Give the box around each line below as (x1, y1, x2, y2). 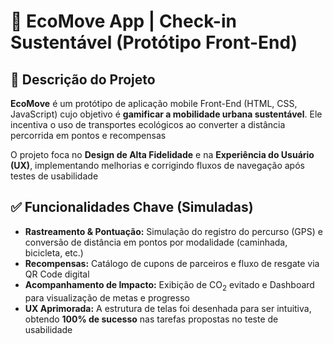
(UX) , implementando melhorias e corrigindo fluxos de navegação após (10, 160, 305, 171)
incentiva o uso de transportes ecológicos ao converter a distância (10, 119, 286, 130)
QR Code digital (24, 268, 90, 280)
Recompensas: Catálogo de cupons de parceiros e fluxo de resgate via (24, 257, 320, 269)
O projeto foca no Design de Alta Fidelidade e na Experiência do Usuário (10, 149, 315, 160)
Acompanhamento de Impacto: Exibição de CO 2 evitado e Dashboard (24, 278, 315, 293)
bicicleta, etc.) (24, 246, 84, 259)
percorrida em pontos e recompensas (10, 130, 167, 141)
